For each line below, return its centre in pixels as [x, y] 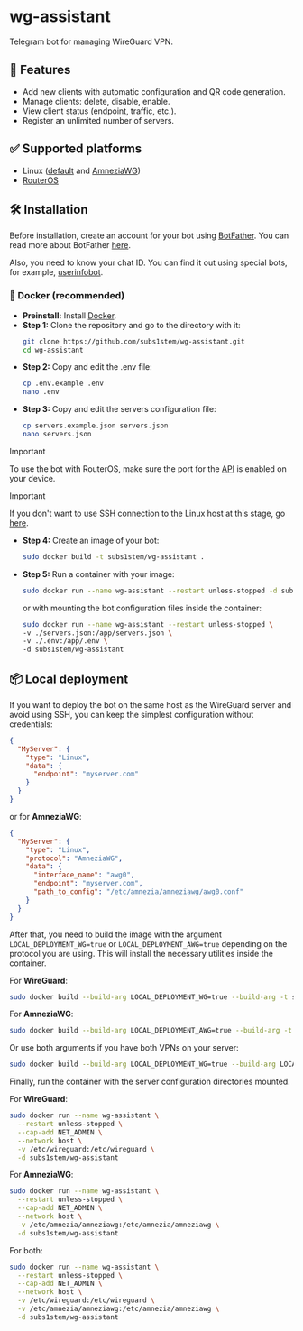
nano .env [41, 392]
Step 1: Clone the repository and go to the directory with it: [131, 325]
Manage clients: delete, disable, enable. [96, 101]
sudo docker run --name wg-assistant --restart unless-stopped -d [150, 591]
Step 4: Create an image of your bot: [91, 540]
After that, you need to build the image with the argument [116, 934]
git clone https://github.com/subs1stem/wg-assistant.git [133, 341]
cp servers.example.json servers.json [95, 426]
